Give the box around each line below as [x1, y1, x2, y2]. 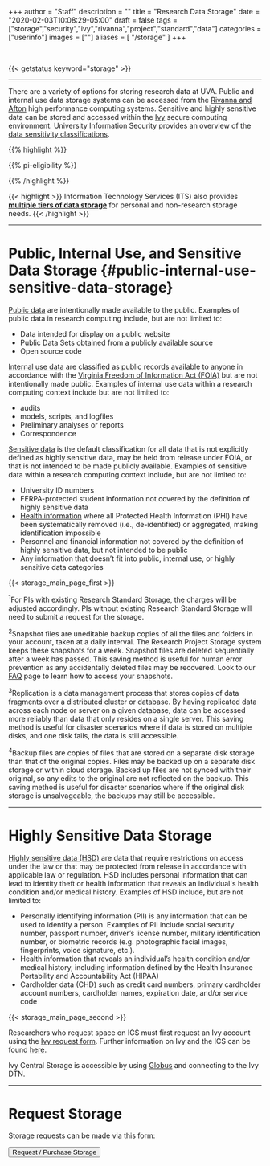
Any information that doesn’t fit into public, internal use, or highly [19, 554, 235, 563]
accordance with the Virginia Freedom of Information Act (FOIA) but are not [8, 370, 258, 380]
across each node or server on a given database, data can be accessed [8, 705, 247, 714]
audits [19, 403, 41, 412]
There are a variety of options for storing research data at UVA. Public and [8, 87, 255, 96]
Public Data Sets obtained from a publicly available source [19, 338, 213, 347]
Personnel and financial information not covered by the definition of [19, 536, 244, 546]
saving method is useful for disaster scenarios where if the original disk [8, 782, 245, 792]
